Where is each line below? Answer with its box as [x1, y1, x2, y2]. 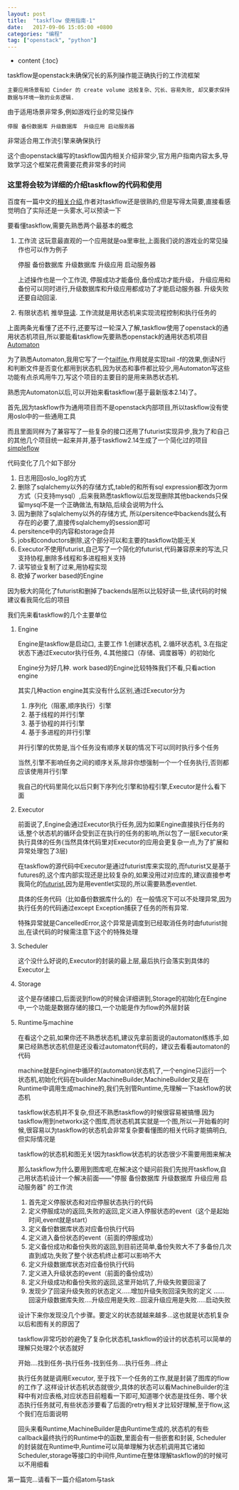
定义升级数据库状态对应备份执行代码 [28, 1260, 135, 1269]
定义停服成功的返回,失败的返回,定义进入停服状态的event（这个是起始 [28, 1207, 230, 1215]
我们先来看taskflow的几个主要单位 [7, 611, 107, 619]
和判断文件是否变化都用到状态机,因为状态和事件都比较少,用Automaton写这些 [7, 364, 230, 373]
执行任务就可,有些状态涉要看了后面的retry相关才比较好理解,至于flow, [23, 1400, 224, 1409]
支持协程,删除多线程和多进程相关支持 [17, 554, 126, 563]
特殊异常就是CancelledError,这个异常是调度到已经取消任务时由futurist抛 [17, 919, 228, 927]
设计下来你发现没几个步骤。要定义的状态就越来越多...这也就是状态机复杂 [17, 1311, 229, 1319]
